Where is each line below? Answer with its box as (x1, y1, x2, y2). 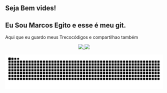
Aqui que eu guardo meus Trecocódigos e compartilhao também (5, 34, 138, 40)
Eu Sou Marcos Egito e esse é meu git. (5, 21, 126, 29)
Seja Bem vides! (5, 4, 56, 12)
